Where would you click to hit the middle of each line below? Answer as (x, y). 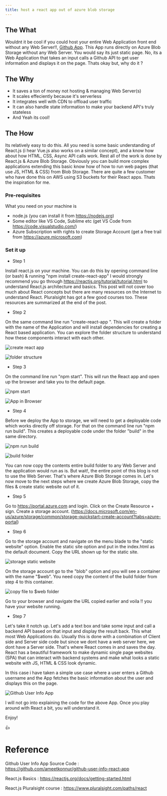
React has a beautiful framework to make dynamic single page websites (79, 652)
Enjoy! (12, 718)
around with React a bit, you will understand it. (53, 708)
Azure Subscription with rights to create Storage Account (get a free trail (87, 232)
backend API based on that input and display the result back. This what (78, 631)
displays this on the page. (32, 683)
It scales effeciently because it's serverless (57, 96)
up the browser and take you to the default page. (55, 382)
